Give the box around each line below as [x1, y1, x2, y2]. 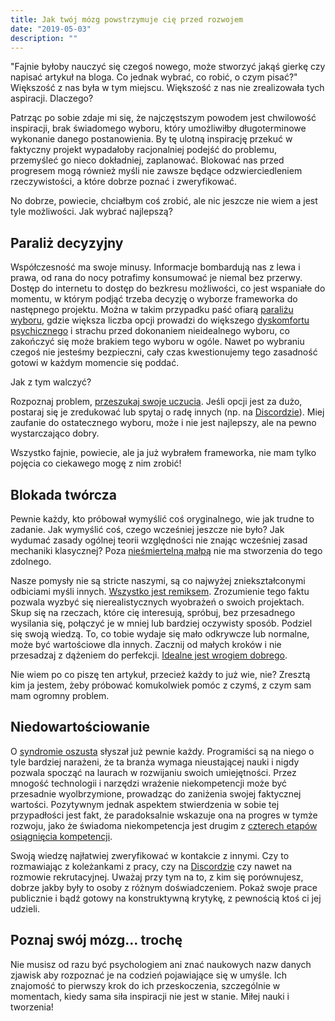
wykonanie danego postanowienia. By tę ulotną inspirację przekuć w [10, 133, 293, 145]
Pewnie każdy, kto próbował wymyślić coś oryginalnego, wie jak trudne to [10, 513, 315, 525]
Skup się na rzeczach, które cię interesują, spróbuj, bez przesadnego [10, 607, 296, 618]
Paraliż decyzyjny [10, 234, 124, 251]
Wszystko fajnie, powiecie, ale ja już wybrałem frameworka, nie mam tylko [10, 447, 317, 459]
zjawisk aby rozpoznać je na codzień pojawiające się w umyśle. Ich [10, 969, 288, 981]
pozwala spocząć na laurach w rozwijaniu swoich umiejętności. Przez [10, 766, 297, 778]
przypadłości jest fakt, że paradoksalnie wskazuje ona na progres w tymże [10, 809, 318, 821]
